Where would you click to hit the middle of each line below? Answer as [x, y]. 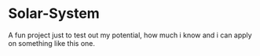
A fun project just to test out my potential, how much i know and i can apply [130, 35]
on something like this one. [52, 43]
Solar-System [54, 14]
